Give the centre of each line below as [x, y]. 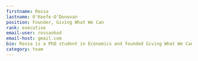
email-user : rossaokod [34, 33]
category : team [25, 49]
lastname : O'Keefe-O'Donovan [42, 17]
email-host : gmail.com [34, 38]
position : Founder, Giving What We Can [55, 22]
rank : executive [26, 28]
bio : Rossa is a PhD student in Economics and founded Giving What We [95, 44]
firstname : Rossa [27, 11]
